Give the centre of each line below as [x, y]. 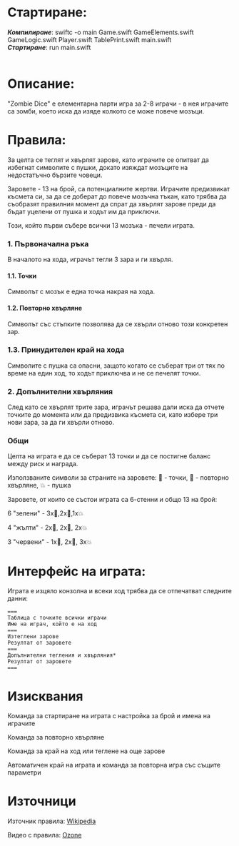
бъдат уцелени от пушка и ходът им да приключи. [84, 211]
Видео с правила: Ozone [45, 835]
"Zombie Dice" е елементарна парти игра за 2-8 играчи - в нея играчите [118, 104]
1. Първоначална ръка [48, 243]
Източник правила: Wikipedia [52, 821]
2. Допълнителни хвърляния [60, 391]
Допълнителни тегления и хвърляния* [62, 655]
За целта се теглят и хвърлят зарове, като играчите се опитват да [108, 160]
